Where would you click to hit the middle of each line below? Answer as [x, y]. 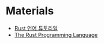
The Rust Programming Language [56, 34]
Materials [30, 11]
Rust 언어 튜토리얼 [36, 28]
